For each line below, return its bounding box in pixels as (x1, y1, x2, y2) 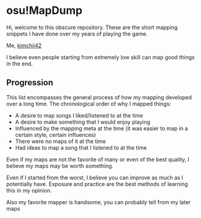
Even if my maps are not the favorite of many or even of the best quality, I (6, 156, 189, 163)
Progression (6, 78, 53, 88)
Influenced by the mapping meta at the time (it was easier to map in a (15, 125, 188, 132)
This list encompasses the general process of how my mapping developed (6, 93, 193, 101)
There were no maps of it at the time (15, 137, 106, 145)
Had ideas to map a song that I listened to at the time (15, 144, 147, 151)
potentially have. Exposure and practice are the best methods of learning (6, 180, 188, 188)
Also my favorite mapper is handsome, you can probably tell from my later (6, 198, 191, 206)
